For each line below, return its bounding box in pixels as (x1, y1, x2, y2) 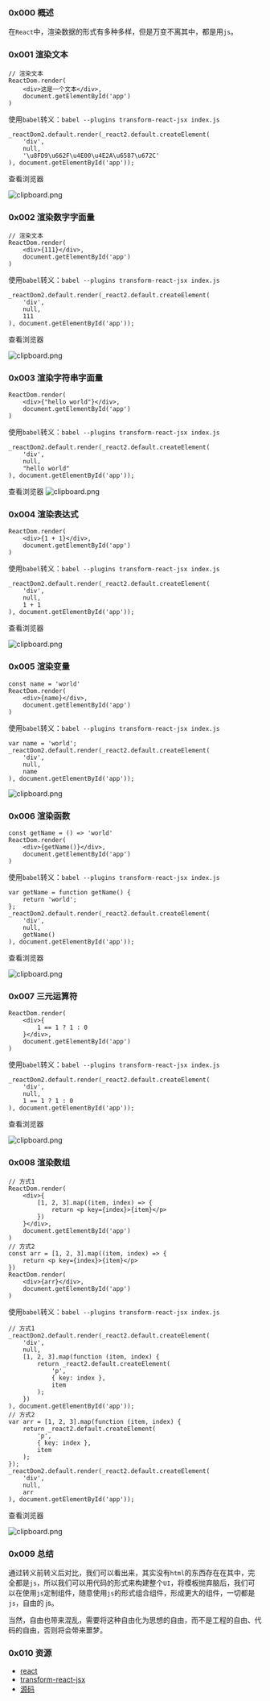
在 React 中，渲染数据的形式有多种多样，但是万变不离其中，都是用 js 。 (8, 27, 239, 37)
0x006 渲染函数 (8, 810, 71, 821)
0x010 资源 (8, 1647, 52, 1658)
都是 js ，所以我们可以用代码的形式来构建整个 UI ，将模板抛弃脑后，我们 (14, 1578, 248, 1587)
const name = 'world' (8, 679, 81, 688)
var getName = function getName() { (8, 889, 131, 897)
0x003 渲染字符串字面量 (8, 372, 103, 384)
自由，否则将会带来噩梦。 (22, 1625, 107, 1635)
